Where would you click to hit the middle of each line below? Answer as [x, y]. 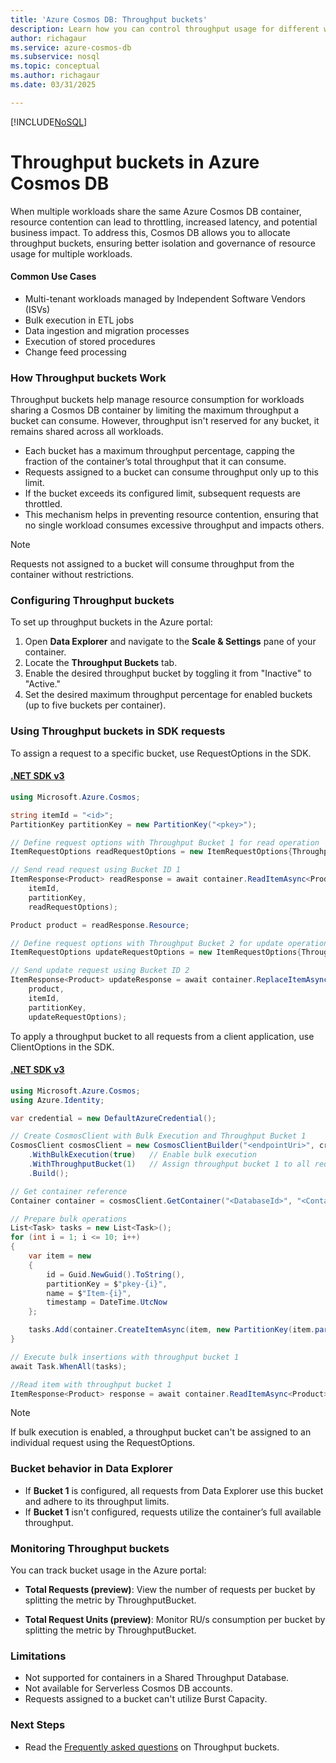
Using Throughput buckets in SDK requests [118, 731]
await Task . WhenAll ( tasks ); [69, 1366]
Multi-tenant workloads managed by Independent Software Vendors [165, 298]
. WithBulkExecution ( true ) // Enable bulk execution [142, 1155]
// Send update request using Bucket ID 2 [100, 971]
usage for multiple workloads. [71, 253]
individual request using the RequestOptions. [103, 1443]
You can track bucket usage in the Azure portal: [108, 1570]
